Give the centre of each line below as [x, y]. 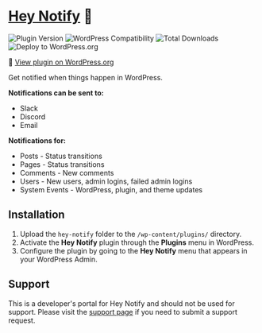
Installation [37, 215]
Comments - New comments [67, 172]
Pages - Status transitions [62, 164]
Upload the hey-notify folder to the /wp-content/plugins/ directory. [131, 234]
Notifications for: [37, 140]
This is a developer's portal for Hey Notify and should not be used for [122, 303]
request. [22, 320]
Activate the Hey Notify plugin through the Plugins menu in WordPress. [137, 242]
